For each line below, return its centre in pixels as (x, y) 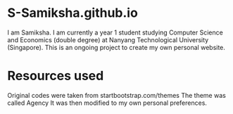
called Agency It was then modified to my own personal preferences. (107, 103)
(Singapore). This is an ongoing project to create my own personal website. (116, 47)
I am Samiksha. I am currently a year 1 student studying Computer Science (115, 32)
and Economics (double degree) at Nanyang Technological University (108, 39)
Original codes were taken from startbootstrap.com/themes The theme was (117, 95)
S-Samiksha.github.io (73, 13)
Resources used (56, 76)
